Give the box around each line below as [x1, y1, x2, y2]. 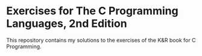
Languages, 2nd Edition [6, 17, 128, 30]
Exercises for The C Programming [6, 4, 179, 18]
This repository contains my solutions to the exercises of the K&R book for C [6, 36, 196, 43]
